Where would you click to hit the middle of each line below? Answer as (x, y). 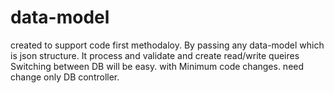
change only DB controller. (65, 77)
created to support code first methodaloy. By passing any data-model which (167, 45)
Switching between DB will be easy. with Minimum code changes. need (157, 66)
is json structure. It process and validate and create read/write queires (155, 55)
